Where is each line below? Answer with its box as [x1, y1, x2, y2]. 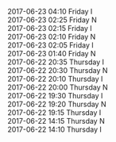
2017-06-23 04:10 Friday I [7, 7, 93, 16]
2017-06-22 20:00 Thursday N [7, 83, 108, 92]
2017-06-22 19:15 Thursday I [7, 108, 102, 117]
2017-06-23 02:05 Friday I [7, 40, 94, 50]
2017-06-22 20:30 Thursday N [7, 66, 108, 75]
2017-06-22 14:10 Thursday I [7, 125, 102, 134]
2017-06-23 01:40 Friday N [7, 49, 96, 58]
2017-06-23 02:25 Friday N [7, 15, 97, 25]
